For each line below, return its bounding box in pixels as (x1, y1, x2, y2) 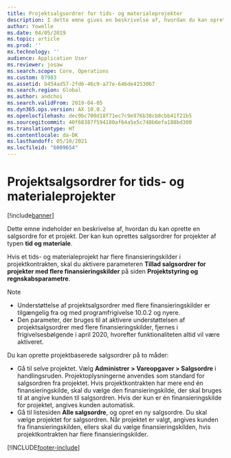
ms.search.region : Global (7, 87, 81, 94)
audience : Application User (7, 55, 88, 62)
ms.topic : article (7, 36, 60, 43)
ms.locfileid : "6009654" (7, 144, 78, 151)
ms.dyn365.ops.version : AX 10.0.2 (7, 106, 107, 113)
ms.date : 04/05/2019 (7, 29, 67, 36)
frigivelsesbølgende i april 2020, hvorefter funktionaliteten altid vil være (16, 330, 220, 338)
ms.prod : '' (7, 42, 41, 49)
